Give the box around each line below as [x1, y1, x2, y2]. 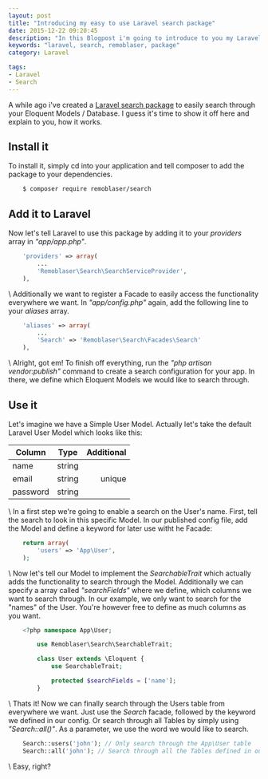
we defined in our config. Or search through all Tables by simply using [8, 715, 239, 725]
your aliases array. [8, 306, 69, 315]
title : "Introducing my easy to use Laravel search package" [8, 19, 216, 27]
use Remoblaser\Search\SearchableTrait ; [37, 640, 173, 649]
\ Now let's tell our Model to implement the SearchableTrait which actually [8, 568, 251, 578]
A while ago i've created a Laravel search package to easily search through [8, 100, 255, 109]
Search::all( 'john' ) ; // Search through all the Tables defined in [22, 747, 251, 755]
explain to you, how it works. [8, 117, 102, 126]
